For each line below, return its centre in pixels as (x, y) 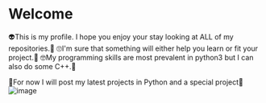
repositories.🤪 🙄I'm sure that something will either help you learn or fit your (133, 48)
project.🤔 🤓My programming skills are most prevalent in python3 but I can (131, 57)
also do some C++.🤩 (42, 66)
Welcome (41, 14)
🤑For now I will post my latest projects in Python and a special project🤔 (126, 82)
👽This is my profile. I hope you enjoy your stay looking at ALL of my (121, 36)
